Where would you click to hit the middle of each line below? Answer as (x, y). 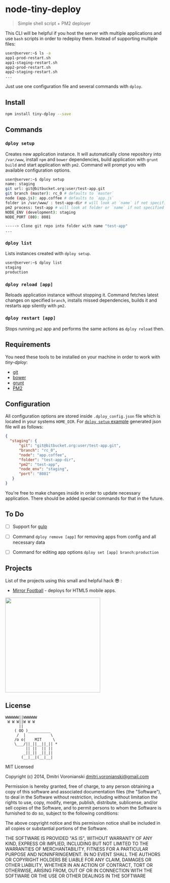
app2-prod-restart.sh (28, 67)
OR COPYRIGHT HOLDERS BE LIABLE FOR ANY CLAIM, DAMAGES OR (78, 860)
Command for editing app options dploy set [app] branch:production (86, 552)
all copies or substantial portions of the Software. (56, 828)
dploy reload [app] (29, 285)
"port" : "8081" (35, 474)
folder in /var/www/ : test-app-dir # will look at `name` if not (77, 203)
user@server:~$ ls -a (28, 53)
